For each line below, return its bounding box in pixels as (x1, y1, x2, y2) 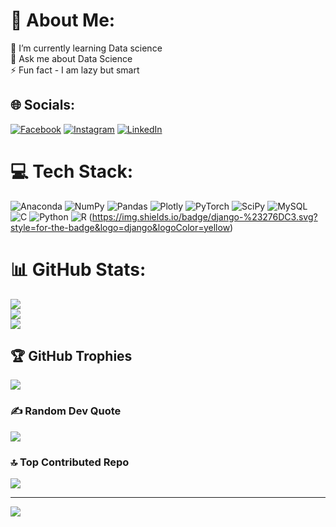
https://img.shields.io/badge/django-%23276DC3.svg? (91, 210, 318, 223)
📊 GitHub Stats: (10, 258, 147, 281)
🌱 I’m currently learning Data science (10, 42, 163, 54)
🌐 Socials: (10, 97, 76, 114)
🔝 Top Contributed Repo (10, 455, 130, 469)
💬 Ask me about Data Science (10, 52, 133, 64)
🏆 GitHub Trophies (10, 348, 133, 365)
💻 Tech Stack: (10, 160, 134, 183)
